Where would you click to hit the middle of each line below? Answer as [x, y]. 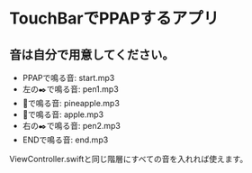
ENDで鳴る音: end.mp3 [65, 140]
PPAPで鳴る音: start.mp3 [68, 78]
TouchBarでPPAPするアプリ [114, 18]
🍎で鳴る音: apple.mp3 [63, 114]
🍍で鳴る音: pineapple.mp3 [71, 103]
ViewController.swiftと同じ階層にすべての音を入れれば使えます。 [129, 159]
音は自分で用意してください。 [92, 55]
